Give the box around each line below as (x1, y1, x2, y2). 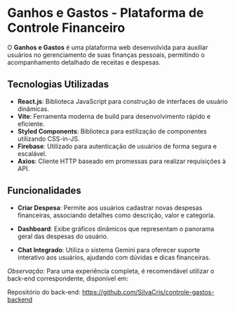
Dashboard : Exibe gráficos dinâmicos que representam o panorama (17, 224, 215, 233)
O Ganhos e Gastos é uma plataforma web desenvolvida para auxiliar (7, 43, 208, 51)
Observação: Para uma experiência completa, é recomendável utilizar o (7, 266, 215, 275)
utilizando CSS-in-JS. (17, 134, 80, 143)
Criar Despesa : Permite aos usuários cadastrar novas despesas (17, 203, 203, 212)
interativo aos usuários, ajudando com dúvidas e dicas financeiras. (17, 253, 211, 261)
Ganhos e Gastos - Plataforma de (7, 5, 204, 21)
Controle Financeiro (7, 20, 126, 36)
